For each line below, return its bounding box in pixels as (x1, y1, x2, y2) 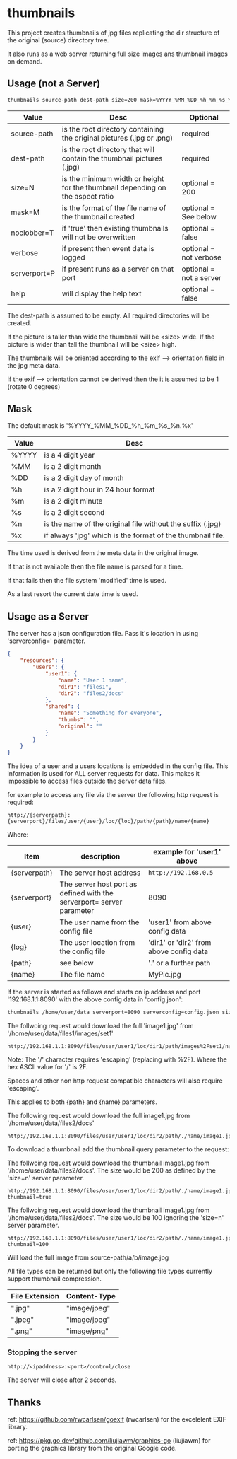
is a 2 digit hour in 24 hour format (44, 484, 155, 494)
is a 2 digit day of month (44, 473, 125, 483)
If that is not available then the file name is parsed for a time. (7, 562, 183, 571)
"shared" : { (44, 703, 80, 710)
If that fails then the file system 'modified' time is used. (7, 576, 167, 585)
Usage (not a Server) (7, 78, 101, 90)
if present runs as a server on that (61, 264, 174, 274)
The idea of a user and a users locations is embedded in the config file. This (7, 762, 229, 770)
